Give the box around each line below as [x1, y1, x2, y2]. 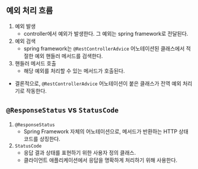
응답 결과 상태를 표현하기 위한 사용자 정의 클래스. [23, 149, 136, 156]
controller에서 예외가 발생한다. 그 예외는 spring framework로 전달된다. [23, 30, 189, 37]
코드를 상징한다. [23, 135, 60, 142]
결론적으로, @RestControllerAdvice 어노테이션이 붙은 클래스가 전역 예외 [14, 80, 182, 87]
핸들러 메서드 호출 [14, 60, 56, 67]
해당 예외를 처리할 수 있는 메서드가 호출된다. [23, 67, 125, 74]
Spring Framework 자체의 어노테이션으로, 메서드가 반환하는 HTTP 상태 [23, 127, 189, 135]
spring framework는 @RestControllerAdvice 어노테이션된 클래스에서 [23, 45, 185, 52]
